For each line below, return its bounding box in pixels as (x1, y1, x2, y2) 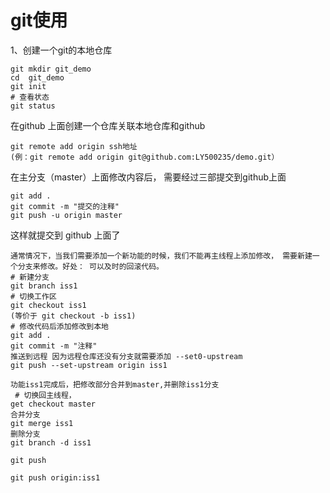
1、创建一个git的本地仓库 (10, 44, 113, 56)
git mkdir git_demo (10, 64, 92, 74)
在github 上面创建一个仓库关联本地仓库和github (10, 119, 206, 131)
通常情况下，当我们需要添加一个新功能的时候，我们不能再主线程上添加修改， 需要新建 (10, 251, 313, 261)
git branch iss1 (10, 281, 78, 291)
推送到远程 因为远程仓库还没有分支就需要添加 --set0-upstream (10, 351, 243, 361)
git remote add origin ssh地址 (10, 141, 138, 151)
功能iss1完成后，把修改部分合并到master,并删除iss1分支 (10, 379, 220, 390)
